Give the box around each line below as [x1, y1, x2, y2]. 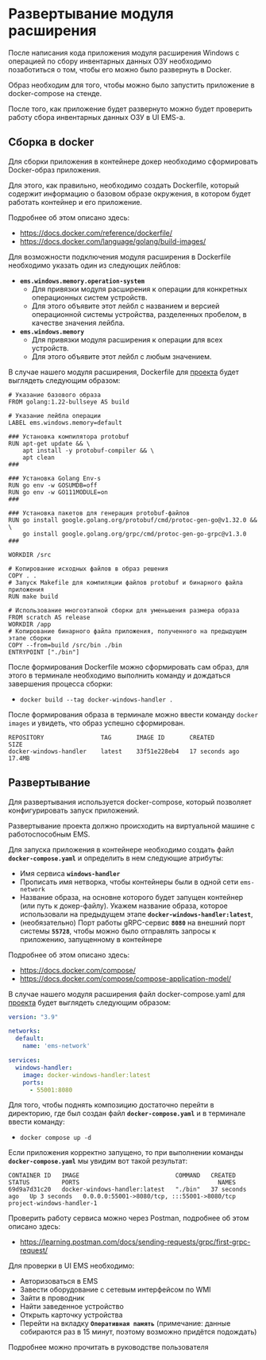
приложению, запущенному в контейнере [19, 934, 163, 944]
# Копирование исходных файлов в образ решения [8, 565, 169, 573]
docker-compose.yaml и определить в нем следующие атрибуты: [8, 853, 224, 863]
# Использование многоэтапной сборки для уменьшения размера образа [8, 606, 240, 614]
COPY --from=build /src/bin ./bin [8, 641, 123, 649]
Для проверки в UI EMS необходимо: [8, 1261, 135, 1271]
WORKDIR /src [8, 551, 52, 558]
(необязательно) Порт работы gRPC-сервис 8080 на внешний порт [19, 918, 246, 927]
